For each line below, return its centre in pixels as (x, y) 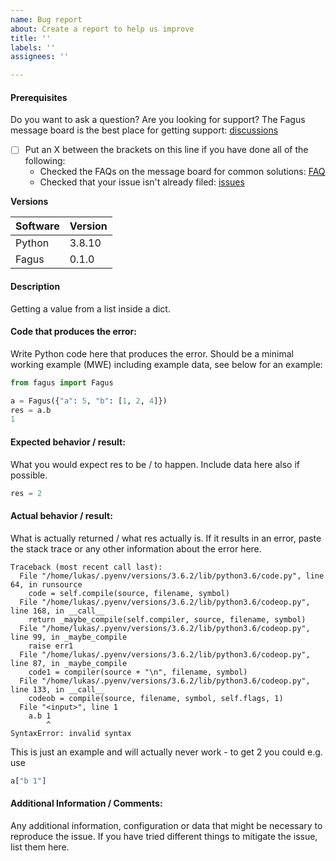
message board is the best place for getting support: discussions (144, 130)
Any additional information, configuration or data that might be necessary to (166, 825)
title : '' (31, 38)
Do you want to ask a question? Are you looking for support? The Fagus (158, 120)
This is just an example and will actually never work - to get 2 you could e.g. (166, 752)
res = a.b (31, 410)
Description (35, 286)
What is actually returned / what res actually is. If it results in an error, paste (166, 538)
